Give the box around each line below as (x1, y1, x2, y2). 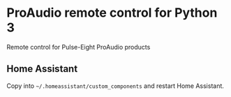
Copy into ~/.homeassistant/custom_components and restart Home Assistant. (6, 82, 225, 90)
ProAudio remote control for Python (6, 5, 218, 21)
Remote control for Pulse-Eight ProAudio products (6, 43, 151, 51)
